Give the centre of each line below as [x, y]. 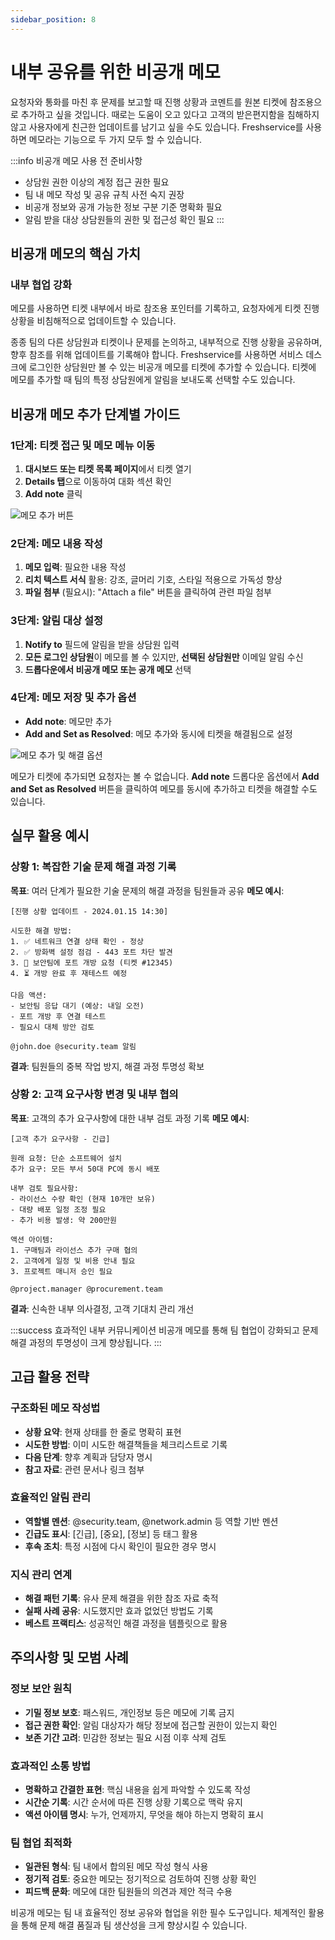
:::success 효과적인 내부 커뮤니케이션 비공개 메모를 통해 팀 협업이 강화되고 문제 [164, 1330]
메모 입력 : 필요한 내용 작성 [75, 567]
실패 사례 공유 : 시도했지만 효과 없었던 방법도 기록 [119, 1611]
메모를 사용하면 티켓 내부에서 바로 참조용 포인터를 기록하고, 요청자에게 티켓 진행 [165, 308]
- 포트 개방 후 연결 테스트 [58, 1016]
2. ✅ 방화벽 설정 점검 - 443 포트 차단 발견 [91, 952]
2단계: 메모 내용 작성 [56, 543]
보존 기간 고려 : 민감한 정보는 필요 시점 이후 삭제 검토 [125, 1737]
